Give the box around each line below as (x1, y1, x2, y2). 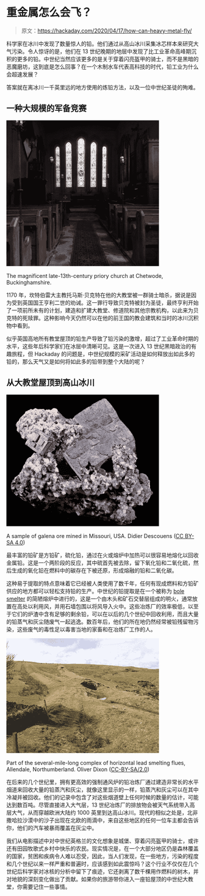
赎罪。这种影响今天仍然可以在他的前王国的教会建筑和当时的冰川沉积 (27, 314, 199, 321)
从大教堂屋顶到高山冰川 (6, 378, 95, 388)
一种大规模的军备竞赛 (6, 103, 87, 114)
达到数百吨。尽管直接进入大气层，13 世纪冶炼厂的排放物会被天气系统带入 (6, 801, 190, 808)
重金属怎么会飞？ (6, 6, 93, 20)
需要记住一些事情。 (22, 883, 71, 890)
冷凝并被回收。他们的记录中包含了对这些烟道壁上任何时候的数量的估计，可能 (6, 793, 199, 801)
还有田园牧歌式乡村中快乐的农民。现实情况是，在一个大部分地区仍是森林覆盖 (6, 845, 199, 852)
